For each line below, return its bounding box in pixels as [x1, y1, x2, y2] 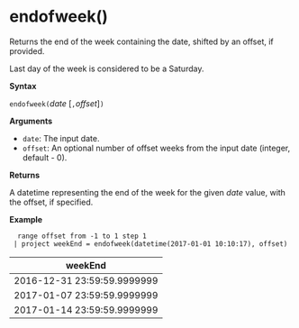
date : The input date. [22, 132, 100, 143]
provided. [9, 45, 45, 56]
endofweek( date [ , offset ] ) [9, 97, 104, 109]
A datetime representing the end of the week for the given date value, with [9, 187, 286, 197]
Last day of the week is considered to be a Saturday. [9, 63, 204, 74]
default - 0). [22, 151, 68, 163]
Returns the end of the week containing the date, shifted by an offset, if [9, 36, 275, 47]
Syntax [9, 80, 37, 91]
